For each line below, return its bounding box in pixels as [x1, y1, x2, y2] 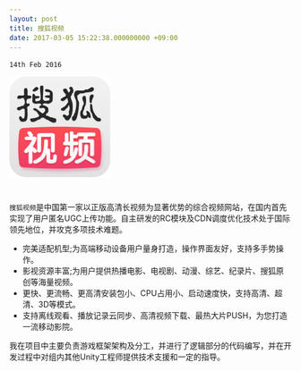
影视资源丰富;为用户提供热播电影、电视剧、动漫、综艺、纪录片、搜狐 [21, 265, 277, 276]
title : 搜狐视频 [9, 23, 64, 33]
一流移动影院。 [21, 321, 78, 332]
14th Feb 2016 [9, 61, 63, 70]
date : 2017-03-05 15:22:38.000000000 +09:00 [9, 33, 178, 42]
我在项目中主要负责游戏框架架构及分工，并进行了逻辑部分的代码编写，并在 [9, 340, 284, 350]
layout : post [9, 14, 58, 23]
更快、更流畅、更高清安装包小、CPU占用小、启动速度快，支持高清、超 [21, 287, 283, 299]
